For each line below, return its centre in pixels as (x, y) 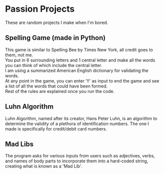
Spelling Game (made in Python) (55, 38)
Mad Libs (19, 144)
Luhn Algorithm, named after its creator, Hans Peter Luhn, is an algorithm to (81, 118)
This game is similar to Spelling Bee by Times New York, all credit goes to (79, 49)
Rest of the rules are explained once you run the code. (60, 91)
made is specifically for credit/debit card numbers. (56, 129)
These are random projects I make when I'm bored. (57, 22)
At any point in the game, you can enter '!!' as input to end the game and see (82, 81)
